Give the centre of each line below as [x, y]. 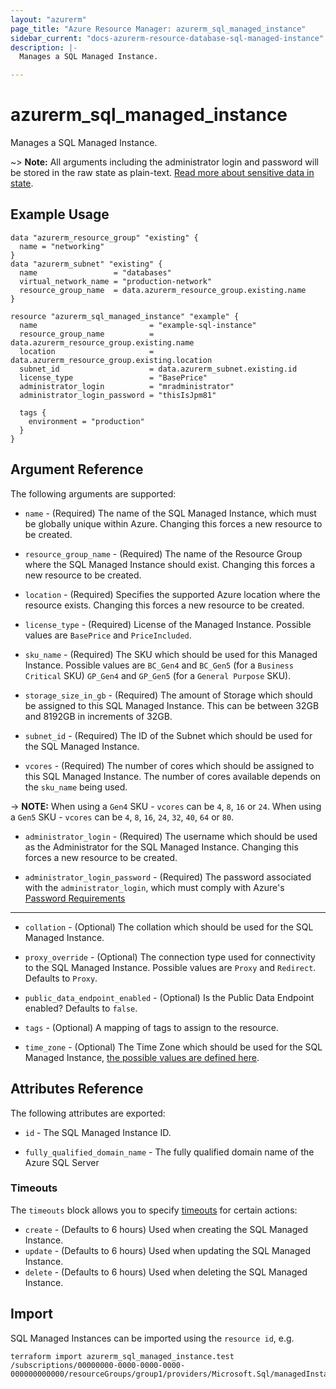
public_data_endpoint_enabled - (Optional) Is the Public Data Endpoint [169, 997]
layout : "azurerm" [48, 19]
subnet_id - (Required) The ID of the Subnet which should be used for [168, 735]
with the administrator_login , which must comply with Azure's [154, 887]
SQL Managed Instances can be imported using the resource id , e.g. [152, 1338]
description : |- [44, 47]
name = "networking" [62, 246]
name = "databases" [95, 272]
